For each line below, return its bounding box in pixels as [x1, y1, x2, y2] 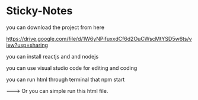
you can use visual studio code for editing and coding [6, 64, 138, 72]
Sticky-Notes [6, 4, 73, 18]
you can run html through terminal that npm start [6, 76, 125, 83]
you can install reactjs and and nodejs [6, 53, 99, 60]
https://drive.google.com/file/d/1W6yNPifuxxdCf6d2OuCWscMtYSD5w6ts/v [6, 35, 192, 42]
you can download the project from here [6, 24, 105, 31]
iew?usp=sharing [6, 41, 49, 49]
